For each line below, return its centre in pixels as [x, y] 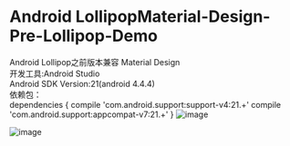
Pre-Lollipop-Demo [83, 36]
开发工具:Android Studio [55, 73]
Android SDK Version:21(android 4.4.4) [82, 83]
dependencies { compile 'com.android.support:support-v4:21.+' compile [145, 104]
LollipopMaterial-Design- [173, 17]
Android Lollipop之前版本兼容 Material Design [95, 62]
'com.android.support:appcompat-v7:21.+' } [92, 114]
